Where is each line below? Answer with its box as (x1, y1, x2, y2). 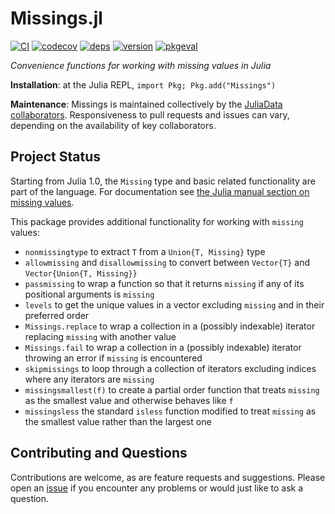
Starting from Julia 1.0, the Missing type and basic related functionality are (10, 175, 316, 187)
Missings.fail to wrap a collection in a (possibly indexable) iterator (24, 341, 302, 353)
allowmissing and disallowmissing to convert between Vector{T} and (24, 256, 310, 268)
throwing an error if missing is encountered (24, 352, 203, 364)
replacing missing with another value (24, 330, 177, 342)
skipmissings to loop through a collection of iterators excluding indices (24, 362, 317, 374)
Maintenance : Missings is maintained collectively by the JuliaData (10, 98, 283, 110)
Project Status (10, 148, 102, 166)
